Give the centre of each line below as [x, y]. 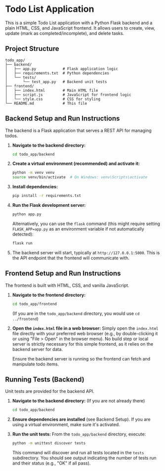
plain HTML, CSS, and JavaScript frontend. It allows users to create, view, [80, 28]
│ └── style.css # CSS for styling [53, 99]
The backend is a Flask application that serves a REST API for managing [78, 130]
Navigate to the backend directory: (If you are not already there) [79, 401]
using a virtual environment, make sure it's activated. [66, 425]
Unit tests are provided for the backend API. [50, 392]
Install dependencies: [35, 187]
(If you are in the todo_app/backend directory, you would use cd [76, 313]
